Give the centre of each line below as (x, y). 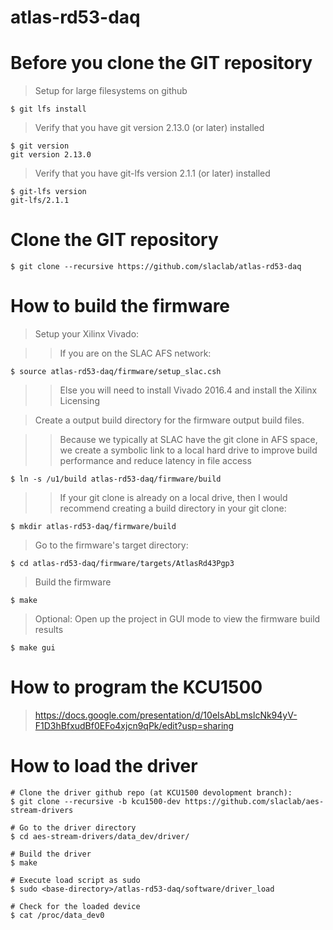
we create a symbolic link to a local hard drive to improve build (188, 450)
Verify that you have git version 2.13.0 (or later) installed (149, 128)
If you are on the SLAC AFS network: (135, 353)
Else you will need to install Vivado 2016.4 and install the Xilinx (188, 390)
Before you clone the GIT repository (161, 63)
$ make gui (33, 648)
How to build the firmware (120, 306)
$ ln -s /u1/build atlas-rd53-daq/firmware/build (116, 479)
